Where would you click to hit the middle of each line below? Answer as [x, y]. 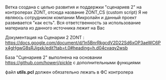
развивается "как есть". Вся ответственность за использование [73, 23]
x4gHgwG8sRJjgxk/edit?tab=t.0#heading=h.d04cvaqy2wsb [66, 48]
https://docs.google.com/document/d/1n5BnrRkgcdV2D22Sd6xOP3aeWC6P [83, 43]
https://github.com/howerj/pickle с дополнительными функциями [73, 63]
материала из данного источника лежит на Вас [55, 28]
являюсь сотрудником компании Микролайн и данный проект [71, 17]
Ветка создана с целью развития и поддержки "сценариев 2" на [73, 7]
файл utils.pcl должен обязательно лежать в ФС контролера [69, 72]
